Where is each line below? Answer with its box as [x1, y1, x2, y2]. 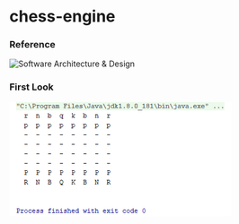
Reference [9, 39, 56, 51]
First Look [9, 81, 54, 93]
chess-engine [9, 6, 116, 27]
